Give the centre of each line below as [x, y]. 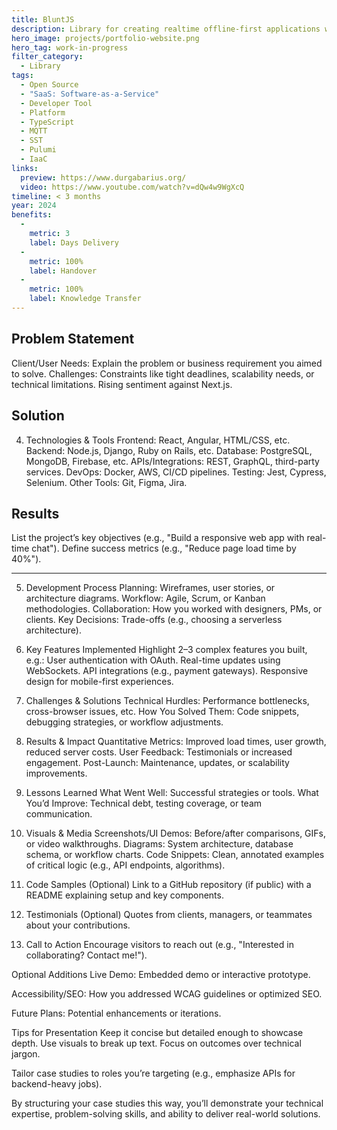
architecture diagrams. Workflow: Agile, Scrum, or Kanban [145, 598]
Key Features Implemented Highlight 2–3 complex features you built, [166, 650]
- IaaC [34, 159]
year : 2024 [34, 206]
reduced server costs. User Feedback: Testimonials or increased [159, 752]
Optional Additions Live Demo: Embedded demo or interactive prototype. [161, 975]
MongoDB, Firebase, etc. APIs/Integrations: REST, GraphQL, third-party [172, 461]
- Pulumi [38, 150]
